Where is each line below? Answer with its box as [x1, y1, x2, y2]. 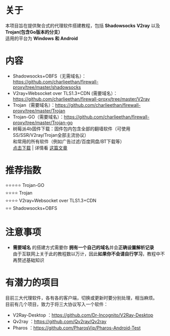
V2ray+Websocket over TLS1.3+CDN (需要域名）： [12, 90, 118, 96]
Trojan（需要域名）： [12, 102, 55, 108]
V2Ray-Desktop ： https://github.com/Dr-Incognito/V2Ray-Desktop [12, 312, 154, 318]
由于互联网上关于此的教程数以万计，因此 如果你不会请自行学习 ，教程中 [12, 251, 161, 257]
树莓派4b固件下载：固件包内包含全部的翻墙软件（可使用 [12, 126, 131, 132]
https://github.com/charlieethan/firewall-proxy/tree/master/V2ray [12, 95, 150, 102]
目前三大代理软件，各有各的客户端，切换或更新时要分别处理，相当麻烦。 [5, 295, 157, 301]
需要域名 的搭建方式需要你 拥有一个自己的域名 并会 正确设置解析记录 [12, 244, 154, 250]
